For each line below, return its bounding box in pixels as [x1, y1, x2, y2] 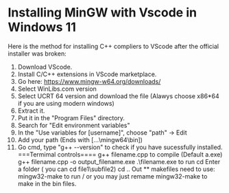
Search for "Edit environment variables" [17, 121, 130, 129]
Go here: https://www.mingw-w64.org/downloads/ [17, 77, 161, 85]
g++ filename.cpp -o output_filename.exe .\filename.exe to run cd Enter [17, 157, 221, 166]
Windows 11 [8, 19, 76, 35]
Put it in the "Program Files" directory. [17, 113, 125, 122]
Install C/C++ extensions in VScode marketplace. [17, 70, 157, 78]
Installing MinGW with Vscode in [8, 5, 197, 21]
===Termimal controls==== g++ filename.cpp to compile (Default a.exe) [17, 150, 223, 159]
